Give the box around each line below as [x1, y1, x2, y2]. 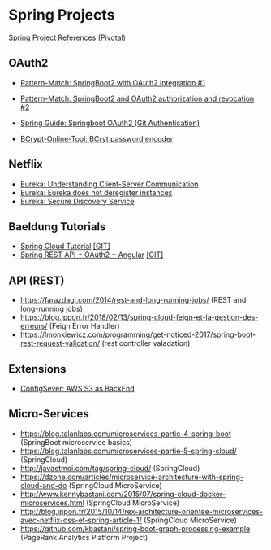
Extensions [8, 362, 67, 376]
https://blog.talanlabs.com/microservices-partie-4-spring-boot [19, 429, 231, 439]
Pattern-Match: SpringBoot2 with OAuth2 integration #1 [19, 77, 205, 87]
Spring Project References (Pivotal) [8, 33, 126, 42]
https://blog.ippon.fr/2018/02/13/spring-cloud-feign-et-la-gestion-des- [19, 312, 259, 322]
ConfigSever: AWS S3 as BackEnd [19, 384, 135, 393]
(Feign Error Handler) [49, 321, 120, 331]
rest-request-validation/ [19, 338, 101, 348]
